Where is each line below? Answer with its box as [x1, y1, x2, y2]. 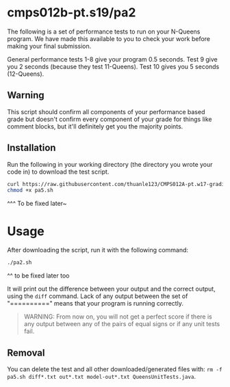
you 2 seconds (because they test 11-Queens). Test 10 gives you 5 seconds [7, 62, 220, 70]
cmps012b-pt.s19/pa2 [7, 5, 136, 21]
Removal [7, 347, 45, 358]
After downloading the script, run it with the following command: [7, 246, 189, 254]
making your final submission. [7, 42, 92, 50]
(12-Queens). [7, 70, 44, 78]
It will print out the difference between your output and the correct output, [7, 285, 216, 293]
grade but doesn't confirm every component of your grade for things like [7, 115, 212, 123]
